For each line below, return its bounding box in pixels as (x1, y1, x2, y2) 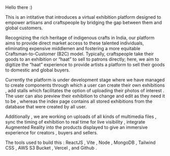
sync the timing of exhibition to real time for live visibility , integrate (5, 119, 146, 125)
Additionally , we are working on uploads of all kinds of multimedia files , (5, 113, 157, 120)
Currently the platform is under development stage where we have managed (5, 77, 165, 83)
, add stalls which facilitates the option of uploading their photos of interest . (5, 88, 165, 93)
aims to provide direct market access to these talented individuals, (5, 40, 144, 46)
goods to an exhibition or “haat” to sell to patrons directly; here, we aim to (5, 56, 159, 62)
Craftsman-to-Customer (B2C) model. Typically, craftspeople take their (5, 51, 154, 57)
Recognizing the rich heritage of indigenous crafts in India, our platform (5, 35, 155, 41)
